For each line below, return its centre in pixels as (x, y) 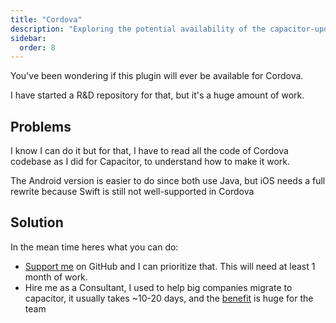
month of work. (56, 277)
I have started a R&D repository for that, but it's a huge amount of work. (157, 95)
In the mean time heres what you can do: (94, 247)
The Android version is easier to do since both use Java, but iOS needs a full (168, 181)
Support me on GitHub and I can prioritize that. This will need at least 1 (170, 266)
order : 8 (37, 47)
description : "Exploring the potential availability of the (138, 29)
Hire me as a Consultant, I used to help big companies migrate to (158, 287)
